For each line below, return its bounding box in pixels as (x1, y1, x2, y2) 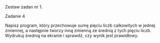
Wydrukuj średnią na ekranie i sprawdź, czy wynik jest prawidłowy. (5, 33, 139, 38)
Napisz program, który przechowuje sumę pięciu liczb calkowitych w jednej (5, 22, 156, 28)
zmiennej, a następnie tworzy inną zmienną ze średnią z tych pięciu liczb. (5, 28, 151, 33)
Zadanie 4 (5, 13, 25, 19)
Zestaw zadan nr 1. (5, 4, 43, 10)
